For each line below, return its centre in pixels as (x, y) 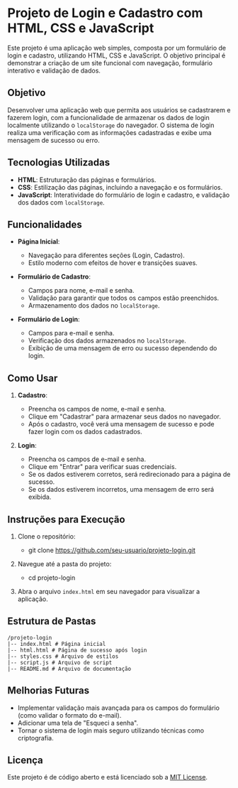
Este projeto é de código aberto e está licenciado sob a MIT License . (107, 777)
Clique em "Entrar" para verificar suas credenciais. (102, 467)
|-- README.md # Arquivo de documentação (69, 669)
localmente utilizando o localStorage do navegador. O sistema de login (111, 125)
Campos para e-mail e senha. (71, 333)
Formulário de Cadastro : (54, 277)
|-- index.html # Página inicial (57, 644)
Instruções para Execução (66, 519)
